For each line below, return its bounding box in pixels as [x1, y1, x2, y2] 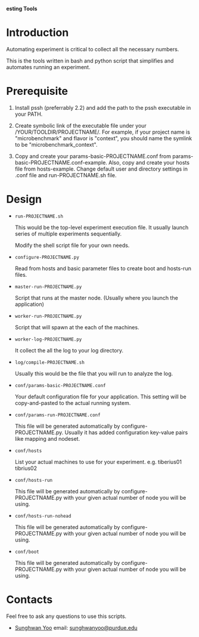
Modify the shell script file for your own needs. [14, 242, 130, 249]
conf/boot [14, 549, 40, 555]
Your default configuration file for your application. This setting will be [14, 393, 186, 400]
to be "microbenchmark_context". [14, 141, 98, 148]
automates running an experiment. [6, 63, 91, 70]
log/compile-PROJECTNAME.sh [14, 359, 85, 366]
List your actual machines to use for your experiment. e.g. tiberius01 [14, 458, 182, 465]
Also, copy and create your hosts [108, 159, 189, 166]
